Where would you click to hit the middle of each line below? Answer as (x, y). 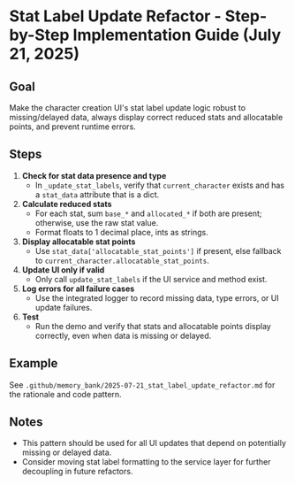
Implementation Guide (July (177, 35)
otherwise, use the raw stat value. (97, 222)
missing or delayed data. (67, 452)
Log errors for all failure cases (78, 289)
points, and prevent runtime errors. (73, 127)
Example (34, 363)
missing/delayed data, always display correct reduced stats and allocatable (146, 117)
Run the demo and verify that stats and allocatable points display (153, 326)
